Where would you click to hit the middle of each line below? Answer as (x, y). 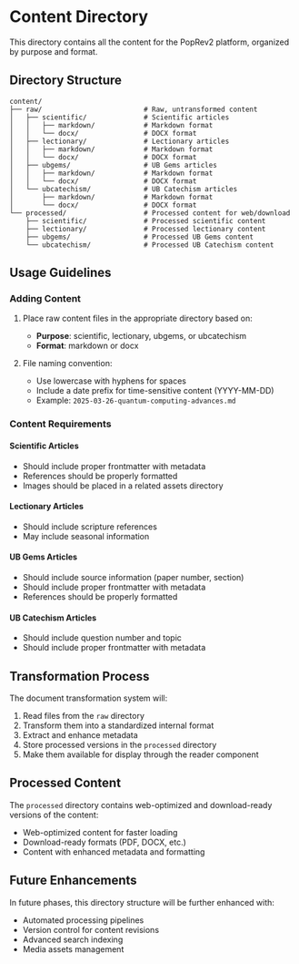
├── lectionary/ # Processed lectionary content (146, 229)
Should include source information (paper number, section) (133, 577)
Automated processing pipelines (83, 920)
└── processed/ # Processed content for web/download (150, 213)
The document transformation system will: (89, 698)
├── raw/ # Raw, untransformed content (134, 109)
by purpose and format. (54, 51)
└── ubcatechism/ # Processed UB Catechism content (150, 245)
